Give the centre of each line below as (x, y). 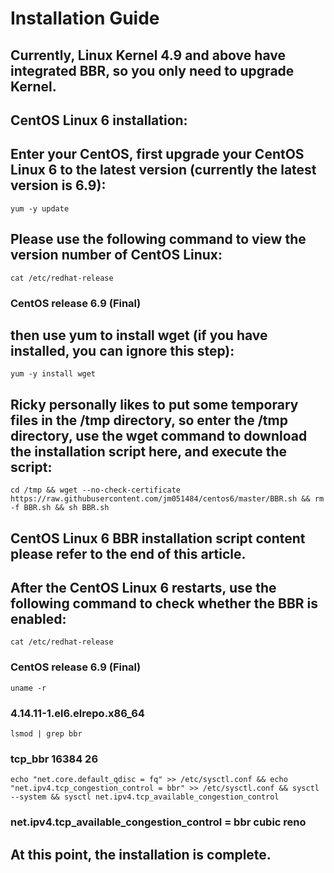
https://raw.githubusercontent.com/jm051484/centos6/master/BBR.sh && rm (167, 499)
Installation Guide (85, 18)
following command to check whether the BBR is (164, 603)
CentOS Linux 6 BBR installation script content (158, 538)
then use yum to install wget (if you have (139, 335)
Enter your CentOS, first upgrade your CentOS (157, 154)
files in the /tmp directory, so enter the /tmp (149, 420)
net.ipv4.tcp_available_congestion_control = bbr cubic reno (158, 822)
